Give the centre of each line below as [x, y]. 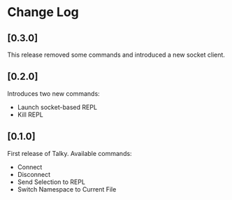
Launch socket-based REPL [57, 107]
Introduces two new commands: [53, 93]
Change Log [43, 12]
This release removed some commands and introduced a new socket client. [116, 55]
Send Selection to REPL [51, 182]
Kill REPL [30, 114]
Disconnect [34, 174]
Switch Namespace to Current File [67, 189]
